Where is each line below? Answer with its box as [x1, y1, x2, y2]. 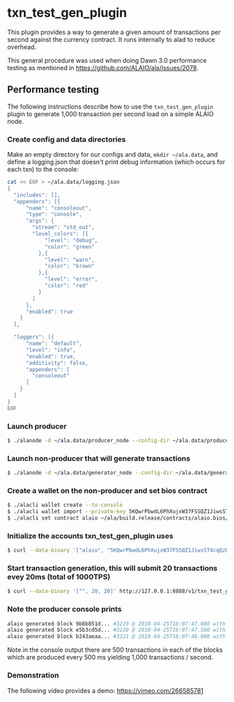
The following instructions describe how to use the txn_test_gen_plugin [7, 102, 214, 111]
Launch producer [7, 421, 67, 431]
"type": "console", [25, 211, 82, 218]
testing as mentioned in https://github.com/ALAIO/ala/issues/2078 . [7, 63, 198, 72]
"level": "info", [25, 346, 77, 353]
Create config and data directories [7, 134, 126, 144]
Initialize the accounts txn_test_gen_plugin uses [7, 531, 174, 540]
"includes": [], [13, 192, 61, 198]
